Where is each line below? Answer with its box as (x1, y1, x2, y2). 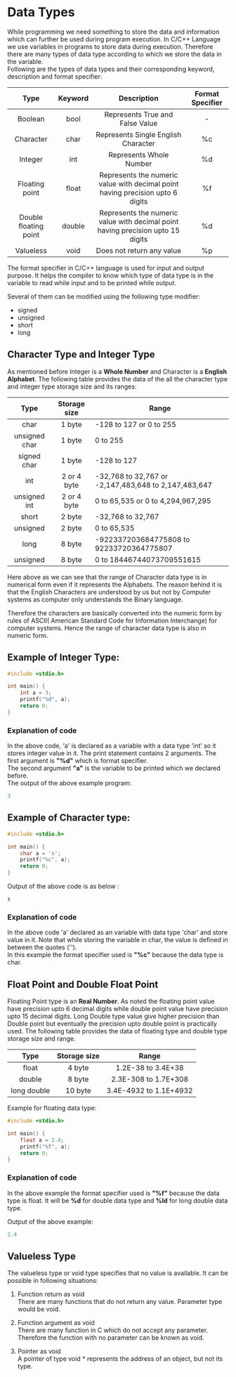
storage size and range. (7, 1034, 76, 1043)
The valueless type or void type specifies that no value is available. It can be (7, 1269, 228, 1277)
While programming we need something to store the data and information (7, 27, 220, 36)
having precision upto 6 (99, 188, 178, 197)
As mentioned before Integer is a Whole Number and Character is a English (7, 367, 228, 376)
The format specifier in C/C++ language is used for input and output (7, 263, 205, 272)
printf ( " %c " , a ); (20, 856, 71, 863)
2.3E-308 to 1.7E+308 (111, 1074, 189, 1084)
